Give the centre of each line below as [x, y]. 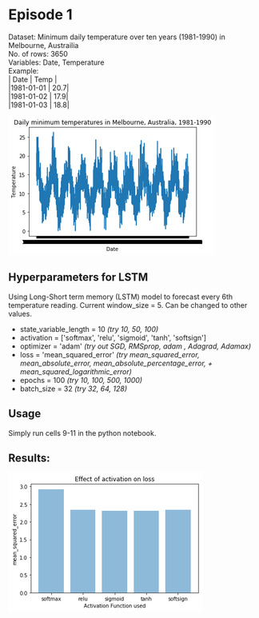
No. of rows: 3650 [38, 54]
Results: [29, 458]
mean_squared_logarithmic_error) [76, 371]
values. [20, 313]
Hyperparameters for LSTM [78, 277]
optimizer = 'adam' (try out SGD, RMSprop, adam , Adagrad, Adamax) [135, 346]
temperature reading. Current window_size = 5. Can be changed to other [128, 305]
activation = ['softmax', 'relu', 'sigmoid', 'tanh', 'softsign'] [113, 337]
